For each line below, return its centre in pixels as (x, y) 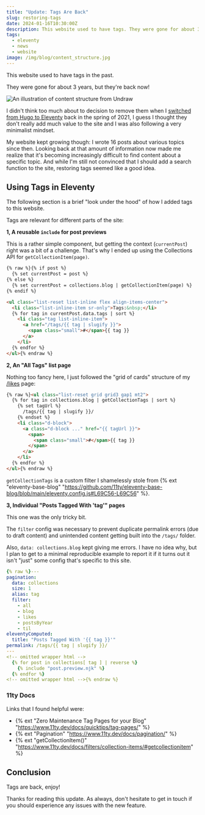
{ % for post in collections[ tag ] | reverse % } (75, 663)
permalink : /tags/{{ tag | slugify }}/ (57, 646)
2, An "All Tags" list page (39, 365)
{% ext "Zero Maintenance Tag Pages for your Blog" (81, 721)
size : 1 (22, 588)
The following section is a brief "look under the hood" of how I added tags (99, 202)
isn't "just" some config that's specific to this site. (69, 560)
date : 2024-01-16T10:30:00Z (42, 23)
